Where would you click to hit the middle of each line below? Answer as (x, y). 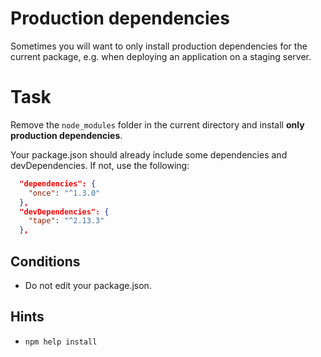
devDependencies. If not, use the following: (100, 165)
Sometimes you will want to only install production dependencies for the (159, 46)
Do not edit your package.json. (88, 285)
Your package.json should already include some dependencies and (149, 154)
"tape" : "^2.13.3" (66, 221)
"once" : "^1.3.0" (64, 193)
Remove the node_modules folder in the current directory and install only (157, 124)
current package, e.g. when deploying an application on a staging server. (161, 56)
